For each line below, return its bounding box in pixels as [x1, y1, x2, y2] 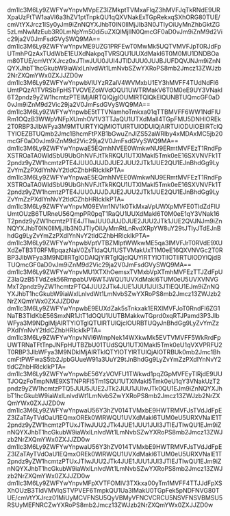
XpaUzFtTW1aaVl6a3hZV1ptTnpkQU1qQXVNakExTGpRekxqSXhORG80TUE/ [7, 13, 220, 21]
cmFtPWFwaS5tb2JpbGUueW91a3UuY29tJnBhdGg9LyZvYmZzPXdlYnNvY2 [7, 356, 222, 363]
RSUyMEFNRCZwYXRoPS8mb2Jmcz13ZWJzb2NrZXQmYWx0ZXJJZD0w [7, 501, 214, 509]
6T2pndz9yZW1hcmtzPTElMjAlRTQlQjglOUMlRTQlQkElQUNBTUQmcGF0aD [7, 93, 220, 101]
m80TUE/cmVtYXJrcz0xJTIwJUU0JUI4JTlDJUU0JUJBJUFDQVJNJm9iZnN [7, 57, 221, 64]
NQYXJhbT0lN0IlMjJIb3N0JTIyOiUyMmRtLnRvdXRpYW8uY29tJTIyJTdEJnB [7, 224, 221, 232]
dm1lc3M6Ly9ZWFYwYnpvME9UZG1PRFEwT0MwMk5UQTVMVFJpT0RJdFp [7, 42, 222, 50]
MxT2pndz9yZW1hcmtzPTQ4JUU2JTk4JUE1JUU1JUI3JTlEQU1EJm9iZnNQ [7, 282, 220, 291]
